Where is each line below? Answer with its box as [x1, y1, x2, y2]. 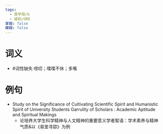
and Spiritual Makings [12, 112, 57, 117]
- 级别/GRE [9, 16, 31, 21]
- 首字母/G [9, 12, 30, 17]
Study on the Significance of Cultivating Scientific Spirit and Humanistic [12, 101, 159, 107]
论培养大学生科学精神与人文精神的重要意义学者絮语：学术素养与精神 [19, 118, 159, 123]
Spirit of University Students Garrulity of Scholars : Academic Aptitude [12, 106, 156, 112]
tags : [5, 7, 16, 12]
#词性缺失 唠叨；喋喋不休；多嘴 [12, 66, 78, 71]
